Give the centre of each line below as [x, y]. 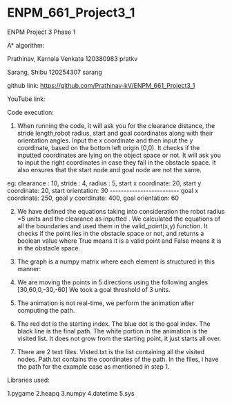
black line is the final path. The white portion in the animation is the [113, 331]
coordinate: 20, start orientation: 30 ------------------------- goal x [103, 190]
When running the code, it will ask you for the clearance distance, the [116, 125]
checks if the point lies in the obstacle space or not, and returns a [110, 233]
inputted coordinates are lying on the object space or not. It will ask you [119, 155]
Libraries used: [28, 380]
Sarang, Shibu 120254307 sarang [55, 72]
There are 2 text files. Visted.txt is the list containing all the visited [111, 351]
